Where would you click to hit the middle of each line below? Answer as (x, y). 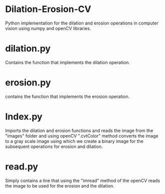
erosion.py (28, 83)
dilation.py (28, 49)
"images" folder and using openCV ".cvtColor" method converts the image (82, 135)
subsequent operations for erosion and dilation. (54, 146)
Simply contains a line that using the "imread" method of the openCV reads (83, 180)
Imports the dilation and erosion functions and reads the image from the (79, 130)
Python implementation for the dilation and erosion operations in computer (82, 23)
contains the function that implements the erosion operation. (67, 96)
